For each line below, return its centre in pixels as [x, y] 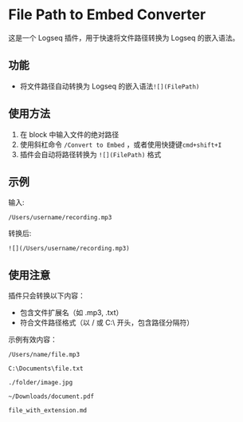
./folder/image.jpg [41, 383]
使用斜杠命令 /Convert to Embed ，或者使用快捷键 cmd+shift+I [121, 144]
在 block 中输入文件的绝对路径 [69, 134]
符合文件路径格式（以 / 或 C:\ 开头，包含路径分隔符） [106, 323]
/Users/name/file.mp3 [44, 355]
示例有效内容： [33, 340]
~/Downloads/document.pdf [51, 396]
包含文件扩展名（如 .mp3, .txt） [71, 313]
